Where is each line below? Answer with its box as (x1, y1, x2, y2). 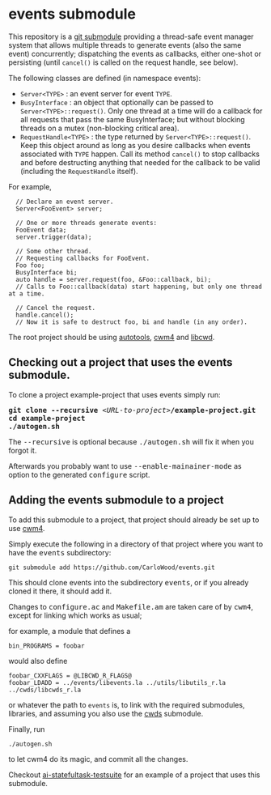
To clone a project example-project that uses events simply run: (8, 389, 221, 399)
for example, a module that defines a (8, 626, 131, 636)
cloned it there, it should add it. (8, 586, 112, 596)
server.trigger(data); (15, 232, 92, 241)
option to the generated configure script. (8, 470, 150, 479)
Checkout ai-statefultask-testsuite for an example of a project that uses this (8, 770, 260, 780)
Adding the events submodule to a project (8, 493, 224, 507)
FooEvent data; (15, 226, 67, 234)
